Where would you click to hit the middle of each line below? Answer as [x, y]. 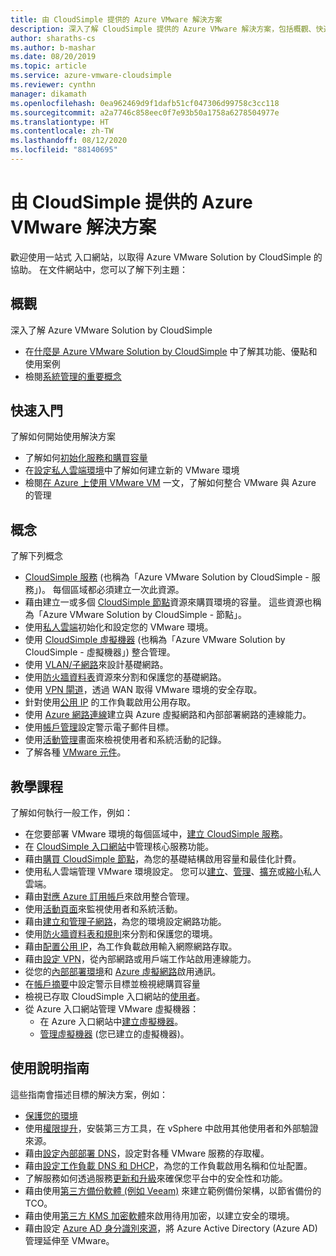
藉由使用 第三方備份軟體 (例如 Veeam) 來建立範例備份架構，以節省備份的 [173, 1190]
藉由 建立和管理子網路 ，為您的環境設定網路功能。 [125, 922]
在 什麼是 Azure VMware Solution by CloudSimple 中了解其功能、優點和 [171, 351]
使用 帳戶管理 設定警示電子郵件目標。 [99, 727]
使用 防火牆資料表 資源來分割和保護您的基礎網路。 [125, 677]
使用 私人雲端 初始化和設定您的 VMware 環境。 [119, 627]
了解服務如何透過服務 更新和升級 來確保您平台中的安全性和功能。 [156, 1178]
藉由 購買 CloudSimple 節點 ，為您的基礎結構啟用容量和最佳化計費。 [163, 859]
